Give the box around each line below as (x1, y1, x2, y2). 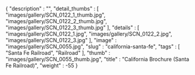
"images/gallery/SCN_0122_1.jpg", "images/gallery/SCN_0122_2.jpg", (5, 30, 173, 37)
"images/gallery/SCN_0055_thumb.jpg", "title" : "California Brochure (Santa (5, 56, 190, 62)
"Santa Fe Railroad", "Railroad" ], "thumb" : (5, 49, 111, 56)
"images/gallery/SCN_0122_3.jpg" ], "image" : (5, 37, 117, 43)
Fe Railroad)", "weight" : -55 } (5, 62, 78, 69)
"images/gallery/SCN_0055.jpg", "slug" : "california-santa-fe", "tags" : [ (5, 43, 180, 50)
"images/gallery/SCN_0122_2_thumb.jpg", (5, 18, 108, 24)
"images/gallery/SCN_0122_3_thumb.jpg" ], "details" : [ (5, 24, 140, 31)
